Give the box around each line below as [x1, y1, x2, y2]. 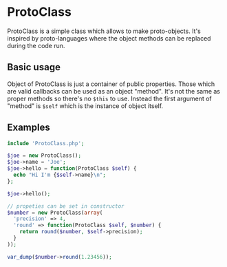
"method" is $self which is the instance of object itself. [7, 101, 164, 110]
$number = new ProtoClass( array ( [7, 209, 103, 216]
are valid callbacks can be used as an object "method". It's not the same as [7, 87, 221, 95]
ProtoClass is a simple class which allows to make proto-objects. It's [7, 27, 202, 35]
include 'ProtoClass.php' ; [7, 140, 85, 147]
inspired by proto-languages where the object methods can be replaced [7, 34, 211, 42]
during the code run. [7, 41, 65, 50]
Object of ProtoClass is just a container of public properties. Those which [7, 80, 215, 88]
